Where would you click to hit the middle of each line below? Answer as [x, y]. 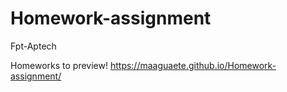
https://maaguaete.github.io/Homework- [193, 65]
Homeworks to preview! [59, 65]
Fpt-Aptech [33, 46]
